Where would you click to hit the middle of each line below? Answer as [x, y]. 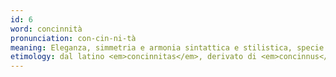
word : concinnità [46, 29]
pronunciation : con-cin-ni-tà [73, 38]
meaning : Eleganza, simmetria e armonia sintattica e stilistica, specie [167, 47]
